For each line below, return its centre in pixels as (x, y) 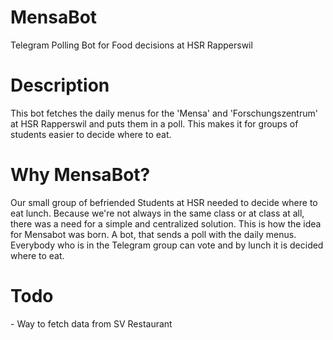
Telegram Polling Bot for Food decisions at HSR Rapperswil (131, 45)
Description (60, 85)
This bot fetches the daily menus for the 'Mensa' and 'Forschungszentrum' (164, 113)
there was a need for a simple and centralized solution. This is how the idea (166, 223)
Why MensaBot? (80, 175)
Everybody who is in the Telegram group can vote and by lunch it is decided (167, 245)
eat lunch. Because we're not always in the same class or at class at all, (157, 213)
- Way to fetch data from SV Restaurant (91, 323)
